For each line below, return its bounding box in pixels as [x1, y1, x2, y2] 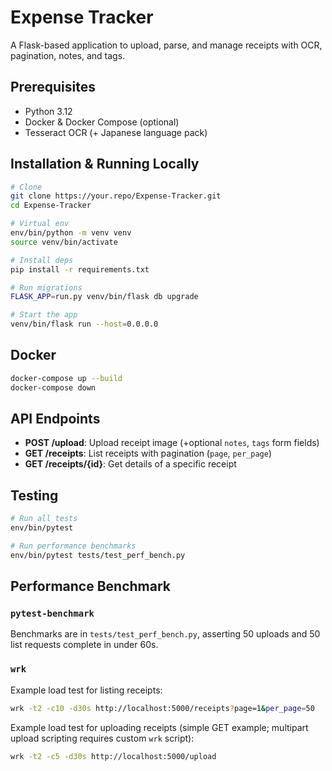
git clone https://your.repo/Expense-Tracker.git [10, 191, 222, 201]
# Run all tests [10, 514, 78, 524]
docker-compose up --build [10, 373, 123, 383]
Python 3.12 [24, 105, 73, 117]
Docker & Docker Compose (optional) [24, 116, 180, 128]
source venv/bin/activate [10, 237, 118, 247]
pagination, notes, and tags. [10, 49, 126, 61]
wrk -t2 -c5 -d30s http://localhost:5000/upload [10, 751, 217, 761]
